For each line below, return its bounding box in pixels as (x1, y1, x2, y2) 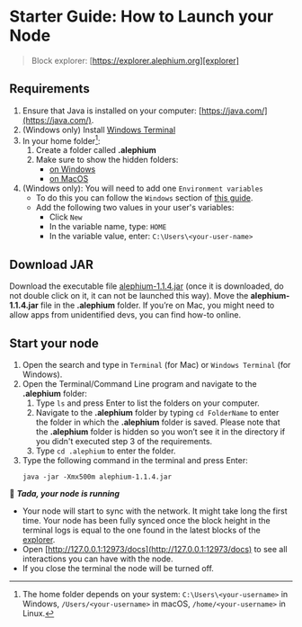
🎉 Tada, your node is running (9, 488, 120, 499)
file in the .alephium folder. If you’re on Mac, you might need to (40, 300, 275, 311)
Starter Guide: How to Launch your (9, 6, 274, 27)
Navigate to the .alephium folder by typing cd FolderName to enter (35, 408, 280, 418)
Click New (49, 211, 83, 222)
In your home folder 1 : (22, 133, 101, 146)
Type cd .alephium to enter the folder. (35, 445, 176, 456)
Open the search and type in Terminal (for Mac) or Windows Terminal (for (22, 360, 291, 371)
